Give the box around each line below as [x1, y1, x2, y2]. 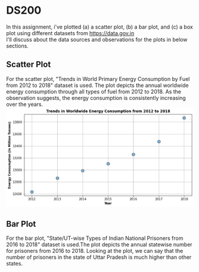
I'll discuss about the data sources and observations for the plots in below [6, 36, 188, 43]
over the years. [6, 101, 43, 108]
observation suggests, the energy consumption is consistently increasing [6, 94, 186, 101]
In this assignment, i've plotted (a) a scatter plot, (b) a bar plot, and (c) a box [6, 23, 194, 30]
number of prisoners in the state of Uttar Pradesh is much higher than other [6, 254, 192, 261]
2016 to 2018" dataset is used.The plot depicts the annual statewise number [6, 241, 192, 248]
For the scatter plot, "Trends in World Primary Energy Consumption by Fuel [6, 75, 190, 82]
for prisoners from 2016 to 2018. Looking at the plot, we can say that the [6, 248, 184, 255]
